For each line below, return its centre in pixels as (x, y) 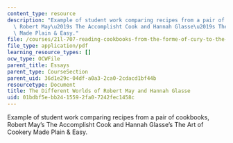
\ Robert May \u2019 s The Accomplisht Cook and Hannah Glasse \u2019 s (114, 26)
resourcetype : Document (42, 85)
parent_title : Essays (38, 65)
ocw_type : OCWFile (34, 59)
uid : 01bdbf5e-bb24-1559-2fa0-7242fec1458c (71, 98)
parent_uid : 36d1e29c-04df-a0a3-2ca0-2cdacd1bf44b (82, 78)
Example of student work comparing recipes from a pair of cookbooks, (108, 117)
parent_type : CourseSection (48, 71)
